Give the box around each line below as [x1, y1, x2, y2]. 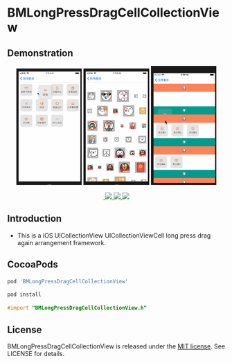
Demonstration [7, 47, 74, 59]
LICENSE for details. [7, 350, 65, 357]
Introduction [7, 213, 62, 224]
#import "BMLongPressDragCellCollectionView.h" [7, 305, 148, 312]
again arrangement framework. [17, 238, 106, 247]
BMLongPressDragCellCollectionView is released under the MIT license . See [7, 342, 226, 351]
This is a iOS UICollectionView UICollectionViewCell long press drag [17, 231, 211, 240]
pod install [7, 291, 42, 299]
